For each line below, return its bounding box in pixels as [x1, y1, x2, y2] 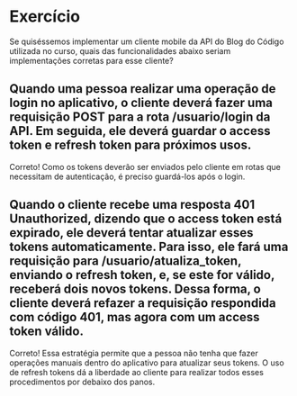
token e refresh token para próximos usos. [9, 138, 252, 153]
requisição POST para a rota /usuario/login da [9, 110, 271, 125]
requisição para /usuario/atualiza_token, [9, 254, 242, 269]
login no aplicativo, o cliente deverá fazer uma [9, 95, 273, 111]
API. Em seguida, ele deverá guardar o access [9, 123, 272, 139]
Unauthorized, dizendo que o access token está [9, 211, 283, 227]
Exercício [9, 6, 81, 27]
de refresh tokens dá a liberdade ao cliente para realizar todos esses [9, 366, 264, 377]
